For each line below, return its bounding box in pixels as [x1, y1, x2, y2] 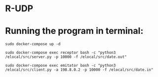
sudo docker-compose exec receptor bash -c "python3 [5, 50, 116, 55]
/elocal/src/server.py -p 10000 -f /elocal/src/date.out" [5, 54, 127, 59]
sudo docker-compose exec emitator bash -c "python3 [5, 63, 116, 68]
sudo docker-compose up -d [5, 42, 61, 47]
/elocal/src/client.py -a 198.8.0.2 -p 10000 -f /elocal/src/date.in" [5, 67, 154, 73]
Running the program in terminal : [5, 26, 144, 37]
